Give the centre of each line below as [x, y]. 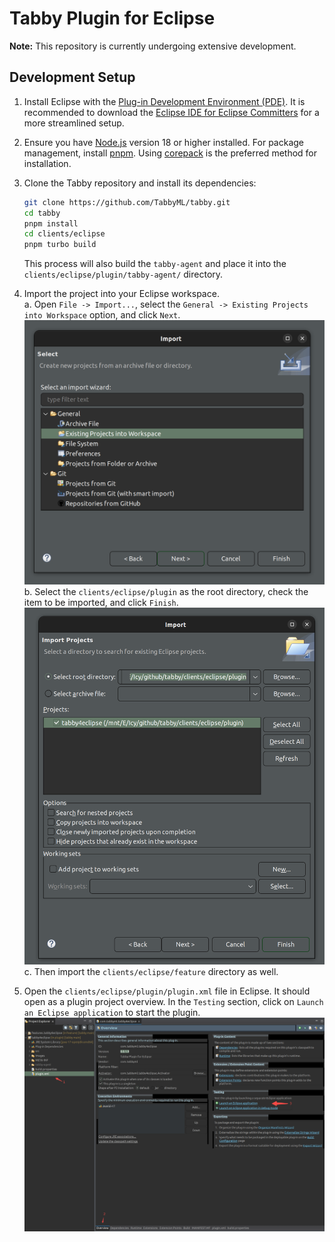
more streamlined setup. [74, 123]
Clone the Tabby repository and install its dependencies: [140, 183]
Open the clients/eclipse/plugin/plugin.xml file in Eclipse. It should [167, 991]
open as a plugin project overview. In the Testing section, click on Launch [173, 1002]
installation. [47, 163]
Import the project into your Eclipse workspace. [121, 294]
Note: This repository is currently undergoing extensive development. [153, 46]
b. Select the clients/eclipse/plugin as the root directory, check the [166, 592]
